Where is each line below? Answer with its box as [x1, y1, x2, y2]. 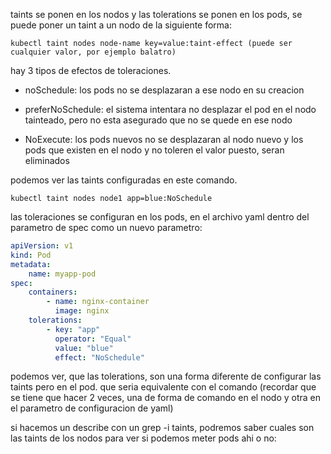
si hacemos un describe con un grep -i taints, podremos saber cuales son [10, 422, 315, 434]
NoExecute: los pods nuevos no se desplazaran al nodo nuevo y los [24, 134, 304, 145]
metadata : [10, 259, 52, 269]
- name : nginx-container [46, 297, 150, 307]
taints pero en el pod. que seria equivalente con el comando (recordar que [10, 381, 317, 393]
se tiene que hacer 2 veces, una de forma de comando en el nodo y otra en [10, 392, 322, 404]
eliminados [24, 155, 70, 166]
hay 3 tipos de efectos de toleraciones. [10, 65, 172, 76]
